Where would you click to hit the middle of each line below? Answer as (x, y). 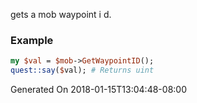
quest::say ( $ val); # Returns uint (82, 70)
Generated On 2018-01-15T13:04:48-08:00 (98, 90)
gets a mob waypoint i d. (61, 14)
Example (32, 40)
